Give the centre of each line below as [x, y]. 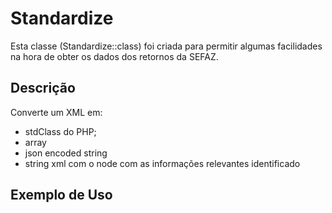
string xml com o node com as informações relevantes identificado [162, 163]
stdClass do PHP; [60, 131]
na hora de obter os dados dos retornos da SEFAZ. [114, 56]
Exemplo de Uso [61, 195]
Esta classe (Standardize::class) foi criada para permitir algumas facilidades [166, 46]
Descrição [43, 88]
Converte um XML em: [56, 112]
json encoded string [66, 153]
